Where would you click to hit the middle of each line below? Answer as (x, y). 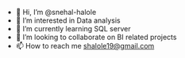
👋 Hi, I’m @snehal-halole (56, 12)
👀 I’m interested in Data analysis (68, 20)
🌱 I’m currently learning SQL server (73, 29)
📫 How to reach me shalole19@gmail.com (85, 46)
